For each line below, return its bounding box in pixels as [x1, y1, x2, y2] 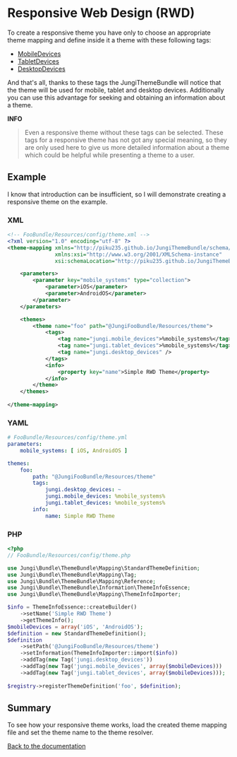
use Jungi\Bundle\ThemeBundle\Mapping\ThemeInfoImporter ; [7, 591, 181, 598]
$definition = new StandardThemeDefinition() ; [7, 630, 147, 637]
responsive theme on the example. [7, 197, 108, 206]
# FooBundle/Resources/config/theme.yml [7, 434, 128, 441]
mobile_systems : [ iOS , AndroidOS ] [20, 447, 128, 454]
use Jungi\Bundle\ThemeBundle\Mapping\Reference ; [7, 577, 157, 585]
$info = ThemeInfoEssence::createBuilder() [7, 604, 138, 611]
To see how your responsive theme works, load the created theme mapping [7, 721, 227, 729]
